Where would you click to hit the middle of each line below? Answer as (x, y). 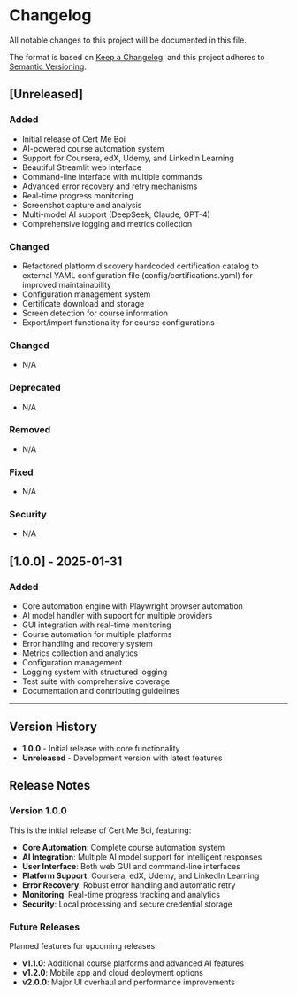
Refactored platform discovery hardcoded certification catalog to (140, 266)
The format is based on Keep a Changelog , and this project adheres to (137, 57)
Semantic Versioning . (48, 66)
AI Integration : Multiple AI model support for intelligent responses (142, 857)
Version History (53, 727)
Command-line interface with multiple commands (112, 176)
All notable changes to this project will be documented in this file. (128, 40)
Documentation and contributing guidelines (101, 691)
